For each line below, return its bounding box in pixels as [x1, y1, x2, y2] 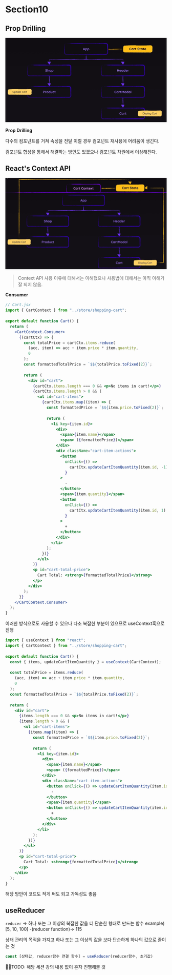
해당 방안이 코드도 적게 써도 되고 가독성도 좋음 [5, 891, 97, 897]
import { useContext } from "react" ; [5, 638, 86, 643]
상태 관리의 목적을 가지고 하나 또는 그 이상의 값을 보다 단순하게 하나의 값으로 [5, 937, 157, 943]
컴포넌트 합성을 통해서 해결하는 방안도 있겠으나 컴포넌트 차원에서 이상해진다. [5, 149, 157, 155]
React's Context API [5, 164, 71, 173]
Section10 [5, 4, 49, 15]
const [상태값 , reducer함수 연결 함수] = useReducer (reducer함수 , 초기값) [5, 954, 154, 959]
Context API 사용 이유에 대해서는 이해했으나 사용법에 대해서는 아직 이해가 [17, 275, 165, 281]
